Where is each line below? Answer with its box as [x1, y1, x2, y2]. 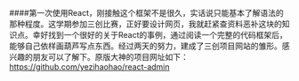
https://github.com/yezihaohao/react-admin [9, 62, 171, 72]
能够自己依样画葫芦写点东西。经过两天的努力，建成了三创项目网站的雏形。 [9, 40, 282, 51]
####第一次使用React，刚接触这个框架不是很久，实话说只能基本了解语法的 [9, 8, 285, 18]
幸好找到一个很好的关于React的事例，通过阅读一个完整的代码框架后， [32, 30, 287, 40]
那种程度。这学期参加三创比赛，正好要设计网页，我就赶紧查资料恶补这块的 [9, 18, 282, 29]
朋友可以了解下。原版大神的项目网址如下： [32, 52, 189, 62]
